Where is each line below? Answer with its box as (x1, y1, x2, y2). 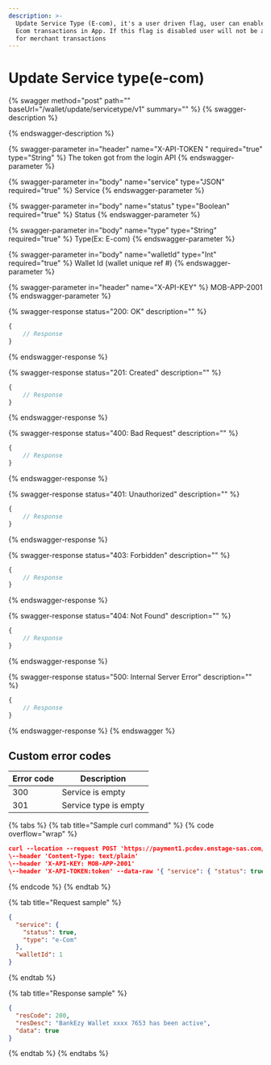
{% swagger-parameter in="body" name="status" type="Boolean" (8, 201, 230, 211)
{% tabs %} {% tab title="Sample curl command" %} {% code (8, 820, 215, 830)
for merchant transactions (15, 34, 106, 43)
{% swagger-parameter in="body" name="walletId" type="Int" (8, 249, 217, 259)
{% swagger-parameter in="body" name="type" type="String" (8, 225, 218, 235)
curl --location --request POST (8, 845, 117, 853)
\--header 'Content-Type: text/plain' (8, 853, 139, 861)
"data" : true (15, 1026, 60, 1034)
